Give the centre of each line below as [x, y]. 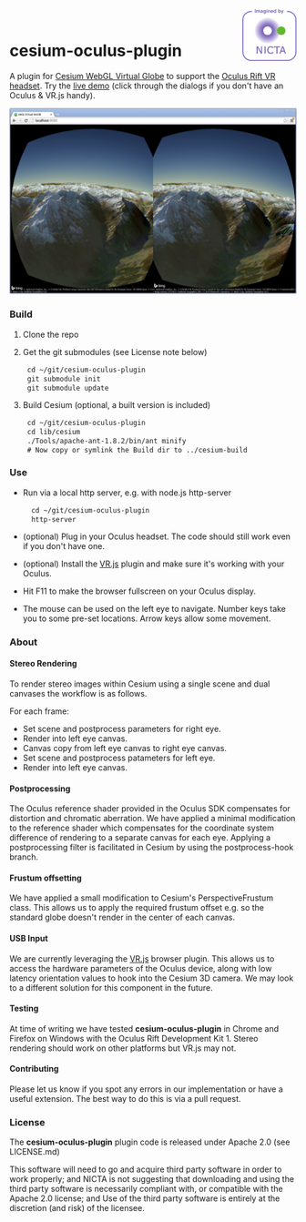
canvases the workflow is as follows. [78, 693]
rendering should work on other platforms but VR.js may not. [123, 1048]
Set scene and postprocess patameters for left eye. [119, 758]
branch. [24, 857]
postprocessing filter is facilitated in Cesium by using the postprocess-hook [152, 848]
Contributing [34, 1069]
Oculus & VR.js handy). [52, 95]
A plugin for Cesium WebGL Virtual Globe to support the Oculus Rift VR [143, 76]
